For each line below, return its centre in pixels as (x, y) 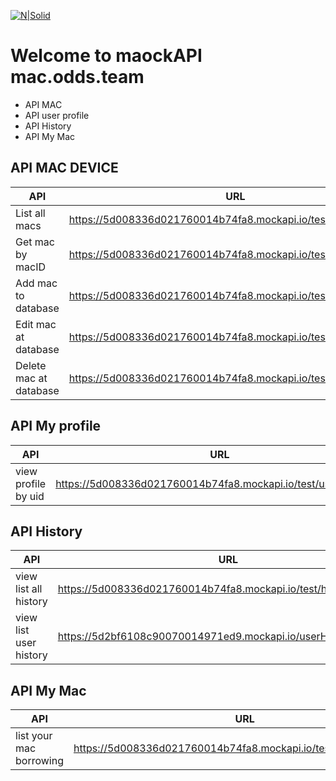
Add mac (36, 283)
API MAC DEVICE (64, 168)
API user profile (57, 115)
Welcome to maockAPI (106, 56)
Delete (31, 365)
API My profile (56, 426)
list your (34, 736)
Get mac (35, 242)
